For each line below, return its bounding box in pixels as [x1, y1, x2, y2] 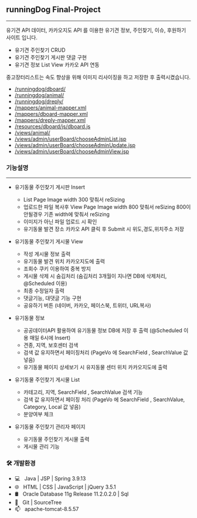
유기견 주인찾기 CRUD [14, 46, 66, 54]
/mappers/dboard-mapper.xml [14, 110, 88, 117]
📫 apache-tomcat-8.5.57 [14, 506, 79, 513]
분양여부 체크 [23, 411, 54, 418]
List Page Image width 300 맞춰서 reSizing [23, 196, 125, 203]
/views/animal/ [14, 129, 50, 136]
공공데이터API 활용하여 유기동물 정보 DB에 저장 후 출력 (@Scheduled [23, 327, 183, 334]
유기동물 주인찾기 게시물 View [14, 238, 83, 245]
